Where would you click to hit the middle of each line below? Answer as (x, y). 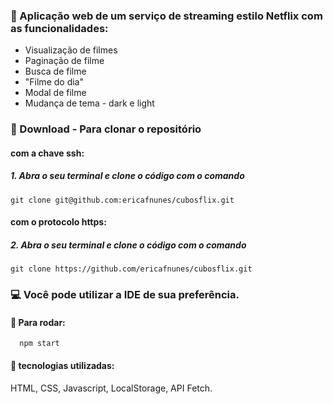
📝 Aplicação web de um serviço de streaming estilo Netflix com (166, 16)
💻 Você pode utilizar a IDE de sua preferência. (125, 295)
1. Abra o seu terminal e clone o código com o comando (127, 176)
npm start (39, 344)
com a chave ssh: (47, 153)
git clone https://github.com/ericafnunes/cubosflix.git (131, 269)
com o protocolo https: (58, 222)
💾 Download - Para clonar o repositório (106, 129)
